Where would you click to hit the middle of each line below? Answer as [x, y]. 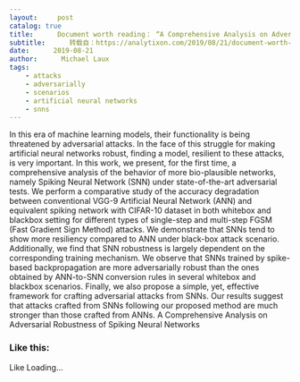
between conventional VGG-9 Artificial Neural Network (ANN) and [131, 201]
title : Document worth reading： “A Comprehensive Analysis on [138, 34]
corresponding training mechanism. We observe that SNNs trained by [137, 258]
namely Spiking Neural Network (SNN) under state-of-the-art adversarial [143, 182]
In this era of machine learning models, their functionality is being [130, 134]
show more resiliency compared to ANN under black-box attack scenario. [144, 239]
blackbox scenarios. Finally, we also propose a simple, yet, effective [134, 286]
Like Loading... [37, 367]
